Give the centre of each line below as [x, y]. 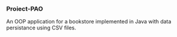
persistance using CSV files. [41, 28]
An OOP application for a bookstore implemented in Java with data [89, 22]
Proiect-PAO [25, 9]
